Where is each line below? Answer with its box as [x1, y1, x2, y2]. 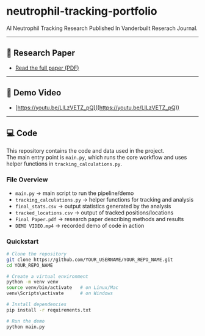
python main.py [6, 324, 45, 330]
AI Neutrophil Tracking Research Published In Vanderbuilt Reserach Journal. [6, 24, 198, 32]
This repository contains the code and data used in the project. [6, 147, 165, 155]
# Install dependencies [6, 301, 67, 308]
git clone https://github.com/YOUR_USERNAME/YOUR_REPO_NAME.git [6, 257, 173, 263]
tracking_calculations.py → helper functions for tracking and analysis [15, 195, 194, 203]
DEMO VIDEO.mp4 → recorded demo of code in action [15, 222, 145, 229]
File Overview [6, 175, 48, 184]
